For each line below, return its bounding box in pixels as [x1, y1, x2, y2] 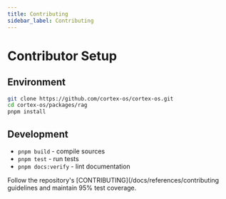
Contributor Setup [7, 48, 118, 64]
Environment [7, 76, 66, 88]
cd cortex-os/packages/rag [7, 101, 88, 109]
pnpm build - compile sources [17, 147, 106, 155]
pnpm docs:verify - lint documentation [17, 162, 130, 170]
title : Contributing [7, 10, 69, 18]
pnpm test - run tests [17, 154, 80, 163]
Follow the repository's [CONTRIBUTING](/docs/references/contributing [7, 175, 220, 184]
